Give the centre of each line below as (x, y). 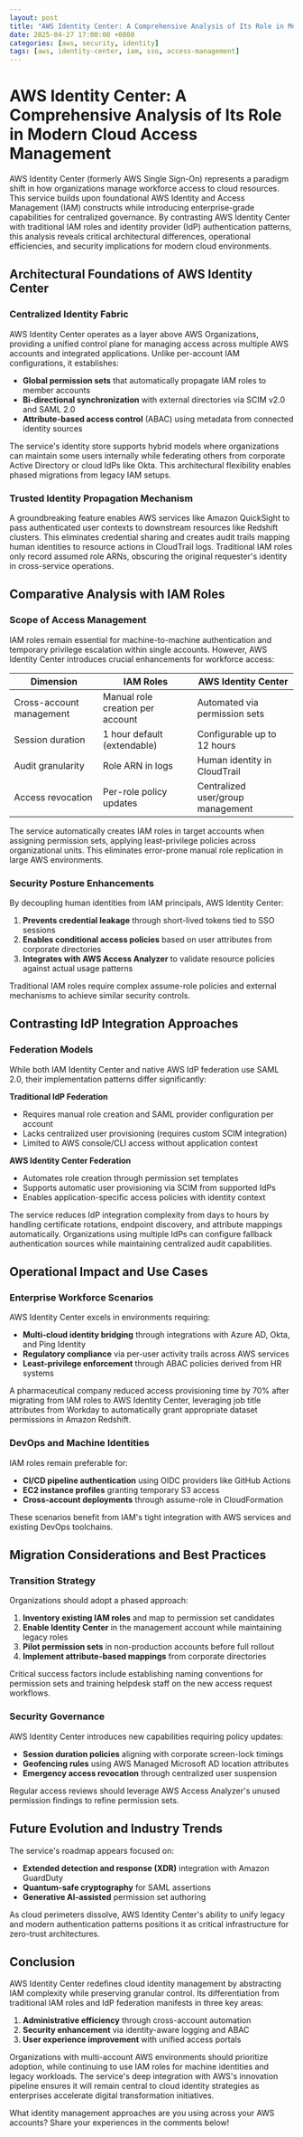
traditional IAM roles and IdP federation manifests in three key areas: (137, 2003)
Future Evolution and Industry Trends (116, 1829)
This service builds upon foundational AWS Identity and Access (127, 198)
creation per (129, 708)
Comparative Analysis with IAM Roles (117, 595)
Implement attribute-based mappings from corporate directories (144, 1657)
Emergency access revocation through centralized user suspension (150, 1773)
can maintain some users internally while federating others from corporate (147, 455)
